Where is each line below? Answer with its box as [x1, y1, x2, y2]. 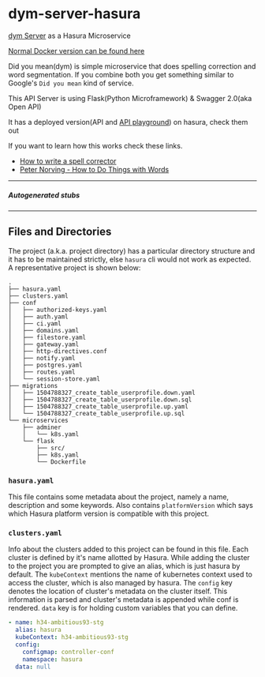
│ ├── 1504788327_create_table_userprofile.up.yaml [8, 402, 189, 411]
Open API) [8, 102, 42, 111]
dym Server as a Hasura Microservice [8, 31, 132, 40]
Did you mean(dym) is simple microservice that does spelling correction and [8, 61, 256, 71]
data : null [15, 663, 51, 671]
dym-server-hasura [8, 5, 141, 23]
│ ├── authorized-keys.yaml [8, 306, 108, 314]
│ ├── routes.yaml [8, 368, 77, 376]
